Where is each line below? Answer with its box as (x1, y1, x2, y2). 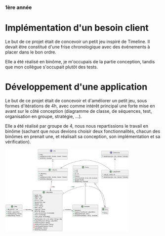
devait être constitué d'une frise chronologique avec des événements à (5, 44, 150, 49)
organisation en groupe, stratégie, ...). (5, 113, 82, 119)
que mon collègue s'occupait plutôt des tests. (5, 64, 98, 70)
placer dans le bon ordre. (5, 49, 57, 55)
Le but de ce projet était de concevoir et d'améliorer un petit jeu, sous (5, 97, 147, 103)
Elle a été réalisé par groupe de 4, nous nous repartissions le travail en (5, 123, 148, 129)
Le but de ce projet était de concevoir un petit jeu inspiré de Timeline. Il (5, 39, 150, 45)
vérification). (5, 139, 31, 144)
